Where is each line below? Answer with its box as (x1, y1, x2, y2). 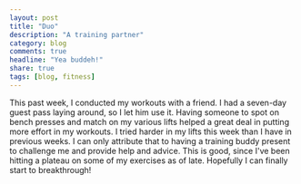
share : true (9, 64, 55, 73)
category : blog (9, 38, 67, 48)
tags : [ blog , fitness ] (9, 73, 95, 82)
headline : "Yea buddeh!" (9, 55, 104, 64)
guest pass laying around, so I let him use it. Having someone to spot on (9, 106, 280, 118)
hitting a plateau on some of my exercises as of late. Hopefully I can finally (9, 155, 288, 166)
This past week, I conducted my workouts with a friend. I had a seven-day (9, 97, 287, 108)
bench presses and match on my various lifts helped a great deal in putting (9, 116, 289, 127)
